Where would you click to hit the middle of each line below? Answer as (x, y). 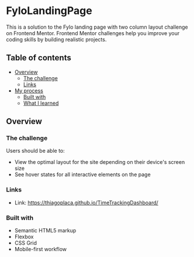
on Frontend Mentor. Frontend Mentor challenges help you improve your (93, 33)
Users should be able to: (36, 151)
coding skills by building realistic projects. (56, 39)
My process (29, 90)
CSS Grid (25, 243)
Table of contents (39, 58)
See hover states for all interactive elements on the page (82, 174)
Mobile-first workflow (41, 249)
